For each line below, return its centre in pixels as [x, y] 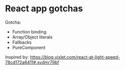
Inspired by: [17, 57]
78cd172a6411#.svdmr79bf [32, 62]
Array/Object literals [32, 37]
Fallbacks [22, 42]
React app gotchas [44, 9]
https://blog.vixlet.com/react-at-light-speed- [75, 57]
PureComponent [29, 47]
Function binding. [30, 32]
